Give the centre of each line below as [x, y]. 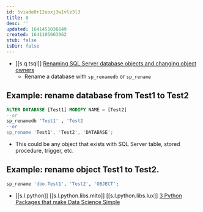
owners [25, 70]
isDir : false [23, 46]
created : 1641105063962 [37, 35]
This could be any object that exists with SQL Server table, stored [98, 144]
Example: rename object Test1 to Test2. [83, 170]
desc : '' [17, 23]
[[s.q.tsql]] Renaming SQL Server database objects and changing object [106, 63]
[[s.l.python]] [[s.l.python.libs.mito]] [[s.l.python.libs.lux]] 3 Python [98, 196]
